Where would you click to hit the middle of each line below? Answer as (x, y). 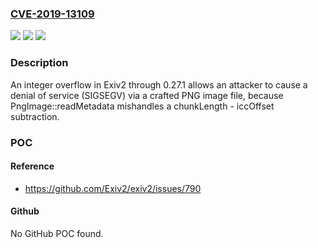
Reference (32, 166)
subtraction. (35, 116)
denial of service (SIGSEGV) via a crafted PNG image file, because (147, 95)
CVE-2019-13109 (52, 14)
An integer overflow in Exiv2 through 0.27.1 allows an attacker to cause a (159, 84)
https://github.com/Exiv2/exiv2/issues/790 (113, 188)
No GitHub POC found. (57, 233)
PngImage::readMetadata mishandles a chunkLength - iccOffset (142, 106)
